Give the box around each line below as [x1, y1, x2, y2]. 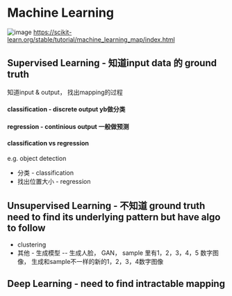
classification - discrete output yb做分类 [7, 105, 126, 114]
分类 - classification [17, 169, 74, 177]
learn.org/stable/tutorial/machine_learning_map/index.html [7, 35, 175, 43]
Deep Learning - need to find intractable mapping [7, 278, 226, 290]
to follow [7, 221, 46, 234]
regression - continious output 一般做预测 [7, 122, 130, 130]
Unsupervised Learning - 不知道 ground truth [7, 200, 206, 212]
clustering [17, 240, 47, 249]
